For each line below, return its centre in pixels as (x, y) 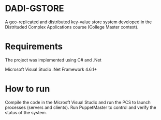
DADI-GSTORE (35, 8)
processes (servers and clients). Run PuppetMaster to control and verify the (81, 107)
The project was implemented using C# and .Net (53, 60)
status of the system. (26, 112)
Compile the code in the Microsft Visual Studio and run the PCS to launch (78, 102)
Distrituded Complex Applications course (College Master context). (72, 27)
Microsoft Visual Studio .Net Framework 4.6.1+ (51, 69)
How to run (28, 89)
